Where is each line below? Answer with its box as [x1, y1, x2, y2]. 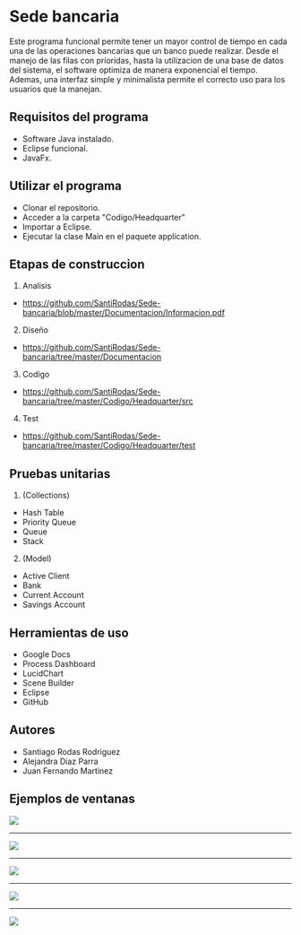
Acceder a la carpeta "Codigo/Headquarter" [21, 212, 186, 222]
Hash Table [21, 507, 64, 518]
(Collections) [21, 490, 70, 501]
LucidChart [21, 668, 64, 679]
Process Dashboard [21, 659, 96, 669]
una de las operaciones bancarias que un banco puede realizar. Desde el [9, 45, 279, 56]
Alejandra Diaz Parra [21, 756, 99, 766]
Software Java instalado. [21, 133, 115, 144]
